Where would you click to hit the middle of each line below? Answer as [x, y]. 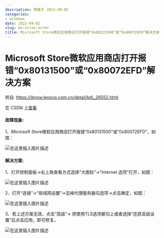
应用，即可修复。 [41, 220]
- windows [15, 19]
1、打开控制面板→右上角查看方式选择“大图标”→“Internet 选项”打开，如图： [80, 172]
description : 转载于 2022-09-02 [37, 10]
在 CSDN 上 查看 [21, 107]
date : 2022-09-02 [23, 23]
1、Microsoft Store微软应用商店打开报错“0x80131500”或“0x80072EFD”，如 [81, 132]
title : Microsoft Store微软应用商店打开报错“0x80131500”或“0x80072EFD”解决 [79, 32]
